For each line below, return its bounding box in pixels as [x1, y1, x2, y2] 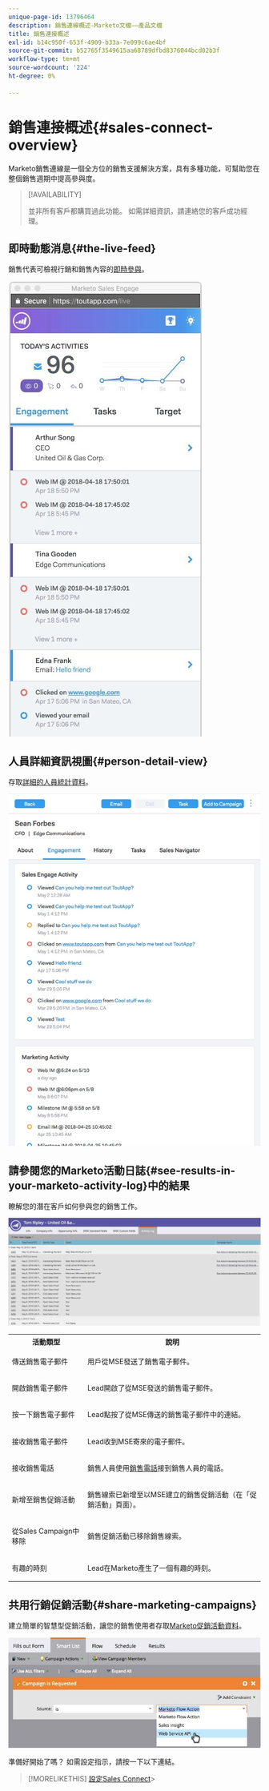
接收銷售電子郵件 [11, 1436, 68, 1446]
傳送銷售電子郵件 [11, 1356, 68, 1366]
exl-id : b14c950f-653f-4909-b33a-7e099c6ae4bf [8, 38, 167, 46]
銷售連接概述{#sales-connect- [8, 118, 214, 136]
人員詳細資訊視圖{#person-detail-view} [8, 754, 208, 768]
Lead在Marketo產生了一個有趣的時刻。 [87, 1563, 216, 1572]
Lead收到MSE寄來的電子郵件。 [87, 1436, 190, 1446]
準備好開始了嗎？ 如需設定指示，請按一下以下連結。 [8, 1757, 179, 1766]
